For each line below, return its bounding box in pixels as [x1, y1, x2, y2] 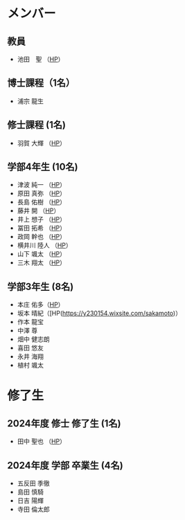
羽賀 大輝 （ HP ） [17, 138, 67, 147]
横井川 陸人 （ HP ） [17, 241, 73, 249]
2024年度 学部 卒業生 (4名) [7, 459, 123, 471]
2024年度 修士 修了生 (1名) [7, 418, 121, 429]
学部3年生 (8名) [7, 280, 74, 292]
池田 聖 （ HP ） [17, 55, 64, 63]
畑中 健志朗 [17, 335, 50, 343]
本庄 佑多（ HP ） [17, 301, 64, 309]
